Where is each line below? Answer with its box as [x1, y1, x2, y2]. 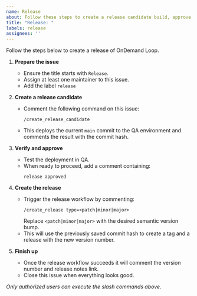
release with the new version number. [23, 236, 115, 243]
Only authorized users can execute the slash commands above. [6, 283, 162, 290]
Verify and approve [14, 145, 63, 152]
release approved [23, 174, 67, 180]
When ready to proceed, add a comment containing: [23, 162, 151, 170]
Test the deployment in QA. [23, 156, 90, 163]
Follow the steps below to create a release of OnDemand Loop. [6, 47, 159, 54]
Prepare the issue [14, 58, 59, 66]
